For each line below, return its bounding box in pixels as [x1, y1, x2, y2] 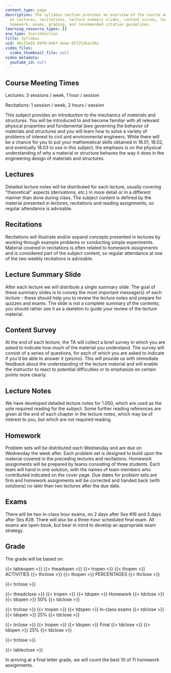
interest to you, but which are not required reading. [5, 417, 112, 423]
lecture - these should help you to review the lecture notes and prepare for [5, 295, 162, 301]
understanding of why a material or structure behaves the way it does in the [5, 150, 164, 156]
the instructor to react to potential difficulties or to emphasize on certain [5, 366, 156, 373]
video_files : [5, 45, 33, 51]
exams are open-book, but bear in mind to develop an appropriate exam [5, 522, 156, 528]
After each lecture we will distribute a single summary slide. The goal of [5, 284, 156, 290]
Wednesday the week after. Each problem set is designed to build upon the [5, 450, 163, 456]
